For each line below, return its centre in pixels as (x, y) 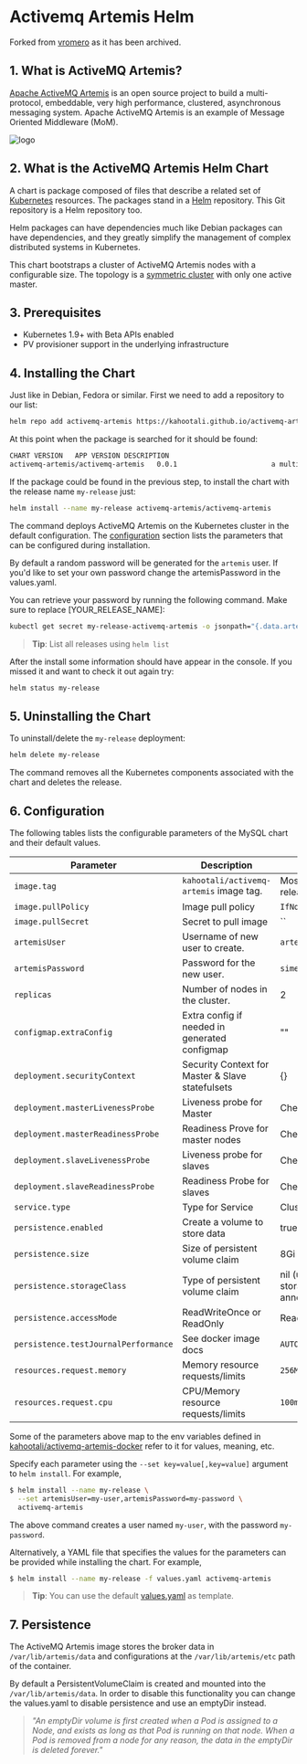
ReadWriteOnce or (222, 1312)
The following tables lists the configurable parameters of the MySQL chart (149, 832)
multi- (257, 92)
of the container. (40, 1666)
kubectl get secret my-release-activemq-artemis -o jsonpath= (130, 626)
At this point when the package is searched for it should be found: (134, 439)
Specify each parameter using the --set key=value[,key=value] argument (149, 1463)
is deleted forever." (67, 1750)
